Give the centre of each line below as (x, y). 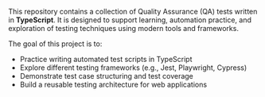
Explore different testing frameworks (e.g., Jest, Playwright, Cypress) (133, 68)
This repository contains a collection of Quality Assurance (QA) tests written (133, 12)
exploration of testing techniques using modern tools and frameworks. (123, 28)
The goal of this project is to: (55, 44)
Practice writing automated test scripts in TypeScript (106, 59)
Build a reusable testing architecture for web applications (113, 84)
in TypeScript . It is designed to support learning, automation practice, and (130, 20)
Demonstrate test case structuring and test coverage (106, 76)
